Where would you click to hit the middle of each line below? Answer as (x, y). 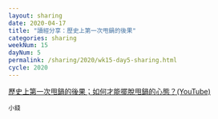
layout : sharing (35, 16)
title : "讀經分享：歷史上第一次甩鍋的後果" (72, 30)
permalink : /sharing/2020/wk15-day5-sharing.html (93, 61)
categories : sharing (43, 38)
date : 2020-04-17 (37, 23)
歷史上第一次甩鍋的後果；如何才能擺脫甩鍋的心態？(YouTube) (109, 91)
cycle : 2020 (28, 68)
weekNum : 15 (28, 46)
